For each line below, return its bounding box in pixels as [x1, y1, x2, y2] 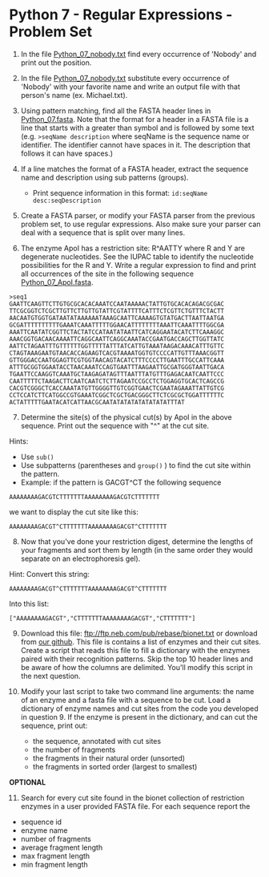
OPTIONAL [9, 777, 46, 787]
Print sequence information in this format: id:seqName [32, 188, 208, 197]
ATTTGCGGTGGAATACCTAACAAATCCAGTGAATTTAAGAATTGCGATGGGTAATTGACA [9, 363, 225, 371]
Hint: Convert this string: [9, 569, 90, 579]
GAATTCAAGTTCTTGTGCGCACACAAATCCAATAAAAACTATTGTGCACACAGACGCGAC [9, 299, 225, 308]
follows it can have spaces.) [20, 148, 114, 158]
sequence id [20, 817, 62, 826]
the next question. [20, 671, 81, 680]
